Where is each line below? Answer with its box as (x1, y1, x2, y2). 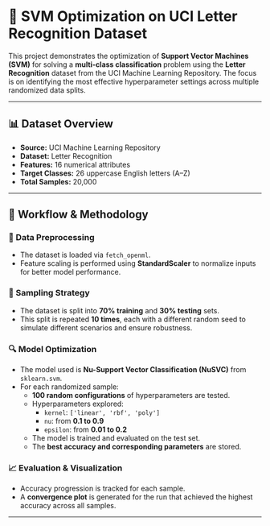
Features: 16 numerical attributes (19, 159, 131, 169)
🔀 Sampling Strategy (8, 288, 90, 299)
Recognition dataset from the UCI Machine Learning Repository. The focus (8, 68, 257, 77)
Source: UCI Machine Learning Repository (19, 143, 161, 152)
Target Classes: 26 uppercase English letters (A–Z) (19, 168, 190, 178)
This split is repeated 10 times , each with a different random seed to (19, 314, 247, 324)
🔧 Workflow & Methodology (8, 208, 149, 222)
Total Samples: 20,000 (19, 176, 97, 186)
